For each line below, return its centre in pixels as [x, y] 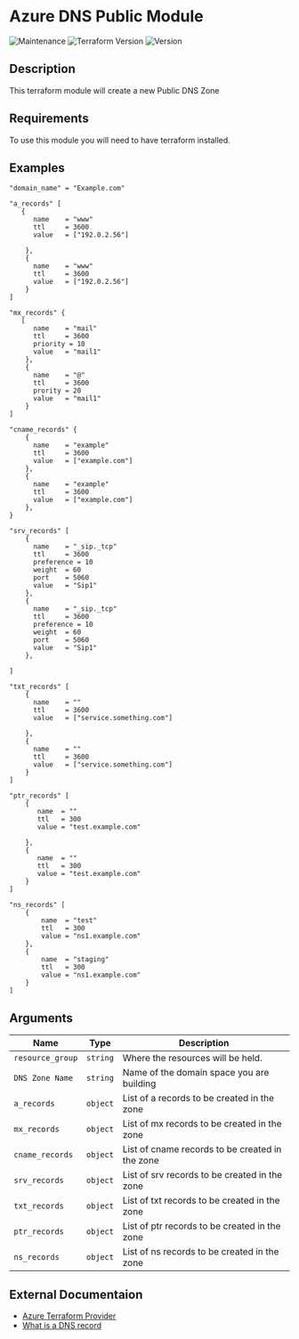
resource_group [46, 1058]
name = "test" [69, 921]
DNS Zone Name [44, 1078]
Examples [37, 168]
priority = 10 [59, 345]
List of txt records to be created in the [201, 1201]
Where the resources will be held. [192, 1059]
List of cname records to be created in [202, 1149]
